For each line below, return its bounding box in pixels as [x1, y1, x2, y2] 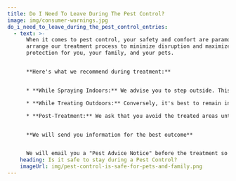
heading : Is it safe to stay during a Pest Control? [20, 156, 178, 163]
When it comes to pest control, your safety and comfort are [25, 36, 209, 43]
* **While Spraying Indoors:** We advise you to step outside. [25, 87, 216, 94]
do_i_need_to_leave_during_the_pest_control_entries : [7, 23, 169, 30]
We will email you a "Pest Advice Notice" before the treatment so [25, 150, 228, 157]
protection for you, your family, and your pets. [25, 50, 174, 57]
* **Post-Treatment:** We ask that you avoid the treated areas [25, 112, 218, 119]
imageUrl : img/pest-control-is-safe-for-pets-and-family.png [20, 163, 202, 170]
